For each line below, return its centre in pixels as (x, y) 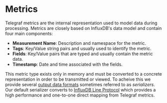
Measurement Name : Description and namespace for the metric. (79, 43)
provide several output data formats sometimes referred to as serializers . (80, 84)
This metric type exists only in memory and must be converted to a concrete (83, 74)
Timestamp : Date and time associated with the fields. (68, 64)
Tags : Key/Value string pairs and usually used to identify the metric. (82, 48)
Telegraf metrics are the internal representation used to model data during (81, 23)
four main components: (29, 33)
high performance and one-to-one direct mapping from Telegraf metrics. (80, 95)
